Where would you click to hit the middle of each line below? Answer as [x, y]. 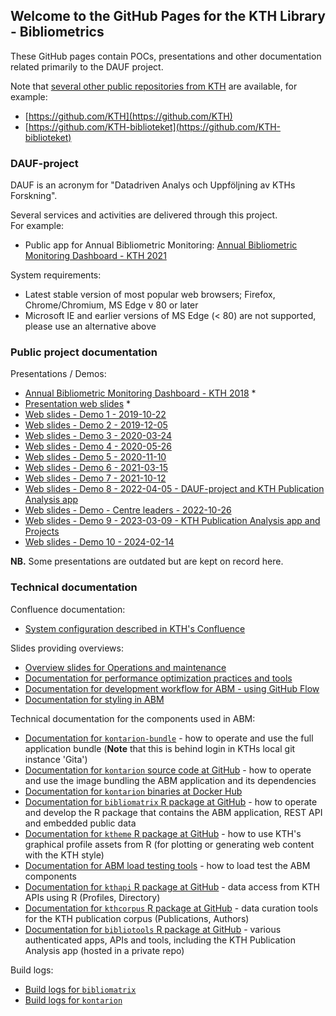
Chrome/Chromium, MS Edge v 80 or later [111, 305]
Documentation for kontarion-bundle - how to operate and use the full [169, 738]
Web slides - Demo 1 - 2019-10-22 [95, 415]
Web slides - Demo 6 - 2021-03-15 [96, 468]
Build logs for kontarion [73, 1000]
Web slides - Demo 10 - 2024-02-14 [99, 542]
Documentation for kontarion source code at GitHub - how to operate [168, 770]
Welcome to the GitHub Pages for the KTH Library [168, 16]
